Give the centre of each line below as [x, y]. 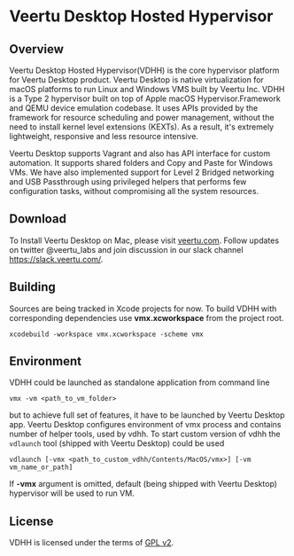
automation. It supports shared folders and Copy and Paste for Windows [141, 163]
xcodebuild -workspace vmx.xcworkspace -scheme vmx [106, 334]
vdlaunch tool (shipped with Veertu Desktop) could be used [117, 443]
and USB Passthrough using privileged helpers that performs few [128, 182]
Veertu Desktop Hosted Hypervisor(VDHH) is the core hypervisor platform [144, 70]
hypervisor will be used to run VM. [72, 493]
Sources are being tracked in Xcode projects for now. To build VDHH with [143, 309]
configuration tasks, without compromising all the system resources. [134, 191]
